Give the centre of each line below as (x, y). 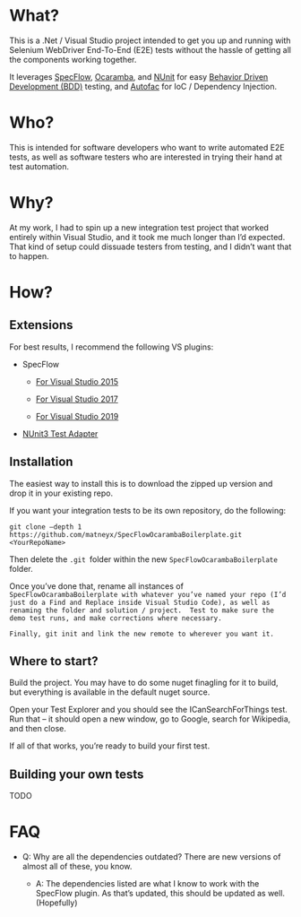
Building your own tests (77, 774)
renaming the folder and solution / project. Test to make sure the (142, 610)
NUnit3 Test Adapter (60, 433)
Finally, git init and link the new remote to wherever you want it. (142, 634)
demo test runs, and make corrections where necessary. (116, 618)
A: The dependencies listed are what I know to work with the (147, 884)
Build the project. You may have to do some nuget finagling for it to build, (144, 683)
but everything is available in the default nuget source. (110, 692)
